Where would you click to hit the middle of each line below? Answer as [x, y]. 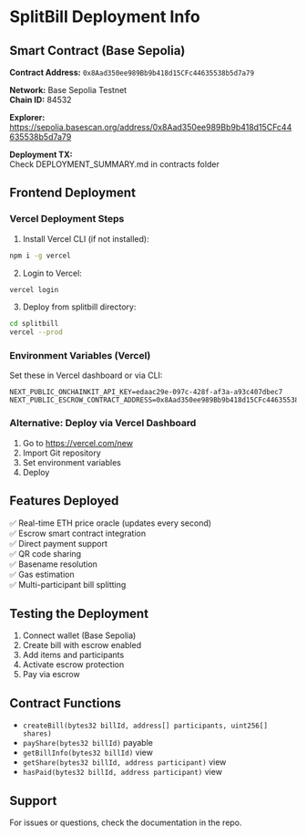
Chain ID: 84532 [41, 99]
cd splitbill [34, 324]
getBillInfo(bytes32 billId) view [87, 753]
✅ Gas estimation [42, 574]
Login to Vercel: [52, 273]
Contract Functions [65, 703]
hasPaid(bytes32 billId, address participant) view [122, 772]
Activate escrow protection [73, 664]
